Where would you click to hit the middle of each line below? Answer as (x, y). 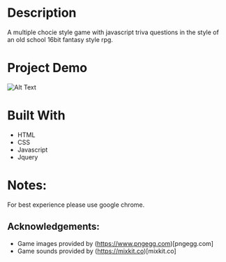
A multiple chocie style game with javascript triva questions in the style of (113, 32)
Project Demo (47, 68)
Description (42, 13)
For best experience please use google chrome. (76, 205)
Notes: (27, 185)
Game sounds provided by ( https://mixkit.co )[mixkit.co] (97, 251)
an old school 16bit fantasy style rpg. (60, 39)
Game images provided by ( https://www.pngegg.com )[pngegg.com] (115, 243)
